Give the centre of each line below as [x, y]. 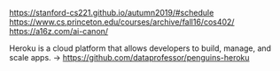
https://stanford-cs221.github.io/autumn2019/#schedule [112, 13]
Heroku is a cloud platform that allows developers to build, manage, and [140, 48]
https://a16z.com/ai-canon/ [59, 31]
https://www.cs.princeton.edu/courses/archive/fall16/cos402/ [122, 22]
